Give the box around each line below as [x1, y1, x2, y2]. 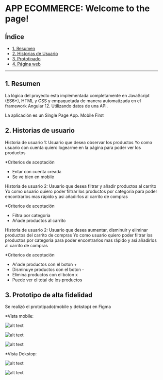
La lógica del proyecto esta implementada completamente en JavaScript [5, 92, 150, 98]
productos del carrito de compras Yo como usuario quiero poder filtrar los [5, 232, 153, 238]
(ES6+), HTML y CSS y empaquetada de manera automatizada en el [5, 98, 141, 104]
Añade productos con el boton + [12, 261, 77, 267]
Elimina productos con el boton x [12, 271, 78, 277]
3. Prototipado [12, 56, 41, 61]
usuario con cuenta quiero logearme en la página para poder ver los [5, 145, 141, 150]
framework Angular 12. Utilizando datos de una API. [5, 103, 108, 109]
